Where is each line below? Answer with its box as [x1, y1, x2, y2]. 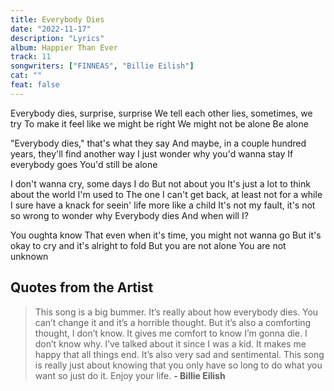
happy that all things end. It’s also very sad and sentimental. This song [34, 348, 325, 360]
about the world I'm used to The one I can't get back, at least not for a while [10, 188, 323, 200]
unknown [10, 250, 49, 262]
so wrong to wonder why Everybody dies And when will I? [10, 209, 249, 221]
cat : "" [10, 71, 43, 81]
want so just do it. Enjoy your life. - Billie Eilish [34, 369, 226, 381]
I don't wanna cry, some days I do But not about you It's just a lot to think [10, 177, 311, 190]
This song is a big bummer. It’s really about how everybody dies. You [34, 306, 319, 318]
